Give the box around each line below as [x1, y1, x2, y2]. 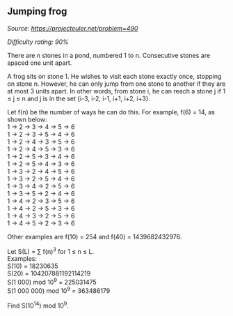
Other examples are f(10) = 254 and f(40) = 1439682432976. [7, 232, 182, 241]
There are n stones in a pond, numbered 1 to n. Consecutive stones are [7, 51, 211, 59]
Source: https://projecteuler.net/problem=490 [7, 24, 138, 32]
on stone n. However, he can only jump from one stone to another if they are [7, 80, 226, 88]
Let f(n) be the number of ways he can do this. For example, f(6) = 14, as [7, 107, 216, 116]
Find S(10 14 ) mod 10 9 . [7, 300, 70, 310]
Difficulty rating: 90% [7, 38, 70, 46]
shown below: [7, 115, 47, 123]
